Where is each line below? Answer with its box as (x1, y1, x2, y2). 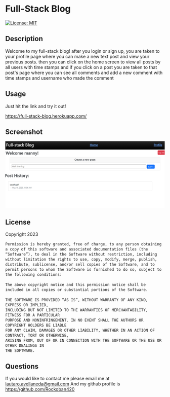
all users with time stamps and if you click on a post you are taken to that (5, 64, 157, 70)
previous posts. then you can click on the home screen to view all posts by (5, 59, 161, 65)
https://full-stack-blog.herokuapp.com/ (5, 113, 87, 119)
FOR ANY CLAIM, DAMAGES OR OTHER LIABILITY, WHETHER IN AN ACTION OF (5, 328, 155, 333)
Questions (5, 362, 39, 371)
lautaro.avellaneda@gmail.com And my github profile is (5, 381, 120, 387)
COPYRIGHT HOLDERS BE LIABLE (5, 323, 67, 328)
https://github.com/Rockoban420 (5, 386, 75, 392)
